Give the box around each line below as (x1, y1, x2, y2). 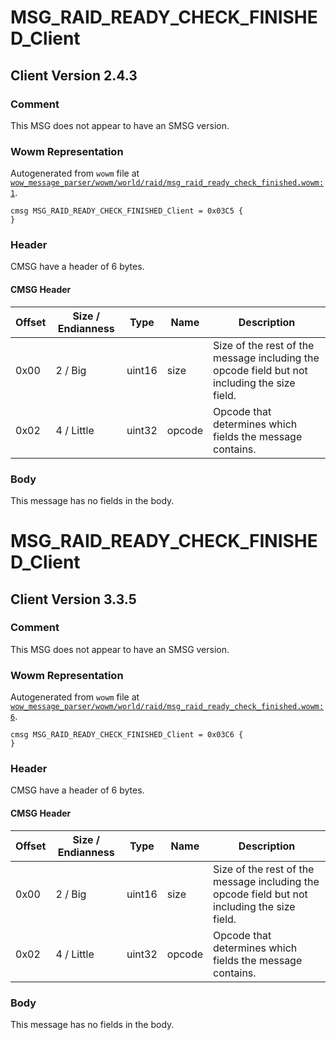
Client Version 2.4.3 (10, 67, 138, 84)
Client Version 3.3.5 (10, 591, 137, 608)
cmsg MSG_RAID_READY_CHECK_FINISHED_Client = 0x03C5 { (10, 206, 244, 216)
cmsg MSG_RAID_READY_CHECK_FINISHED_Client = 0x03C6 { (10, 730, 244, 740)
